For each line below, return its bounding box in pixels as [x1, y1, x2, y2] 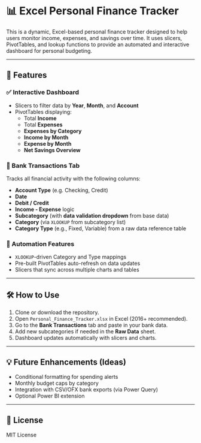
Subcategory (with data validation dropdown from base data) [14, 212, 169, 219]
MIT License [6, 431, 37, 438]
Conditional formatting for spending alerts [14, 373, 118, 380]
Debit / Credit [14, 199, 49, 206]
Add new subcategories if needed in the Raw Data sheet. [14, 328, 156, 335]
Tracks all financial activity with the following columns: [6, 174, 141, 182]
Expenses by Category [23, 127, 82, 134]
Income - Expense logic [14, 206, 75, 213]
